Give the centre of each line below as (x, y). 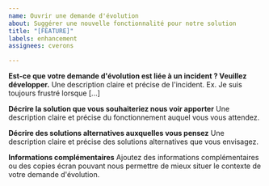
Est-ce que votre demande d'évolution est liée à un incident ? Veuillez (128, 76)
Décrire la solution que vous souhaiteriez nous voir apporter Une (119, 109)
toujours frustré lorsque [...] (55, 93)
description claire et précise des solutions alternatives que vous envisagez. (133, 142)
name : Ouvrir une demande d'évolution (74, 16)
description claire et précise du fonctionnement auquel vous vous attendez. (134, 117)
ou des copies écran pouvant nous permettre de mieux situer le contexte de (134, 166)
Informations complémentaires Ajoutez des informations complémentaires (134, 158)
